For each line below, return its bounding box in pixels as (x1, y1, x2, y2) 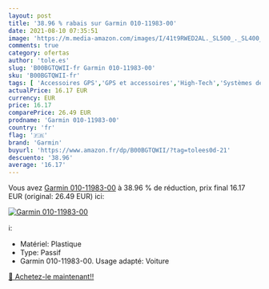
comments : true (8, 42, 59, 50)
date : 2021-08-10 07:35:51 (8, 26, 98, 35)
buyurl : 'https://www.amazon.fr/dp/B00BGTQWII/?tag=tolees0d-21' (8, 146, 231, 154)
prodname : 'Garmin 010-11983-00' (8, 116, 120, 124)
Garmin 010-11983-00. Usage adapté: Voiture (19, 256, 170, 266)
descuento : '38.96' (8, 153, 74, 161)
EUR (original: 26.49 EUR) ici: (8, 192, 105, 201)
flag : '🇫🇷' (8, 131, 48, 139)
